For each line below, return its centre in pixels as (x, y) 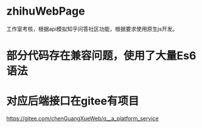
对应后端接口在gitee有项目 (73, 101)
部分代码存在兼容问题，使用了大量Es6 (101, 56)
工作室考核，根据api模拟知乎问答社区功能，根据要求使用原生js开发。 (92, 29)
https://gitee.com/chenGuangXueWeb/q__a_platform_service (83, 119)
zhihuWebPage (46, 11)
